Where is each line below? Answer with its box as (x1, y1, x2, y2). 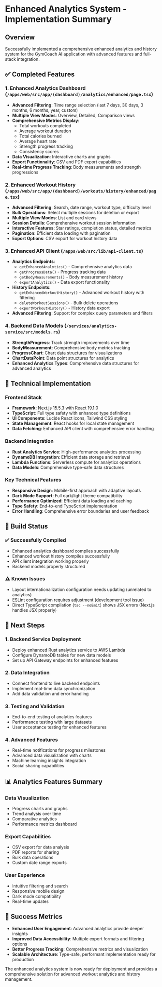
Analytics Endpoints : (12, 259, 55, 264)
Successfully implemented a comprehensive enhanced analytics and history (5, 46, 157, 52)
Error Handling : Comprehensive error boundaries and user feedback (12, 508, 149, 514)
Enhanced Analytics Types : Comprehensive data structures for (12, 360, 139, 366)
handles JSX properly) (12, 607, 57, 613)
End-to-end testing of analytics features (12, 714, 92, 720)
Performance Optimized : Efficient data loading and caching (12, 498, 132, 503)
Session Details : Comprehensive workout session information (12, 220, 136, 225)
